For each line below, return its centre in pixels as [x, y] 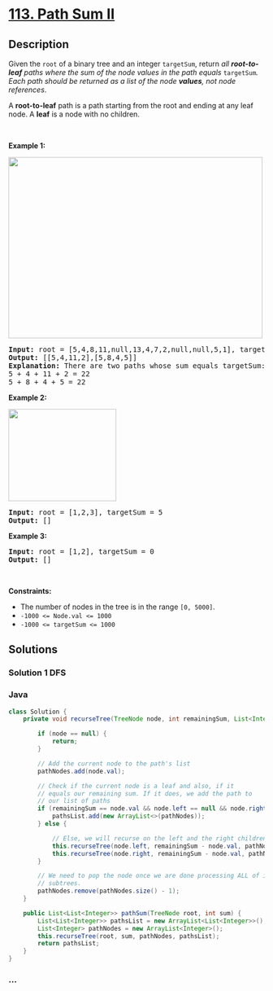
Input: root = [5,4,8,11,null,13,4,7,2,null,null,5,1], [122, 350]
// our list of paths [74, 801]
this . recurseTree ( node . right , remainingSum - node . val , [148, 853]
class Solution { [38, 712]
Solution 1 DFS [37, 673]
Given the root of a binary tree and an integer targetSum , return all [119, 64]
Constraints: [30, 591]
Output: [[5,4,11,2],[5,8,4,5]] [73, 358]
